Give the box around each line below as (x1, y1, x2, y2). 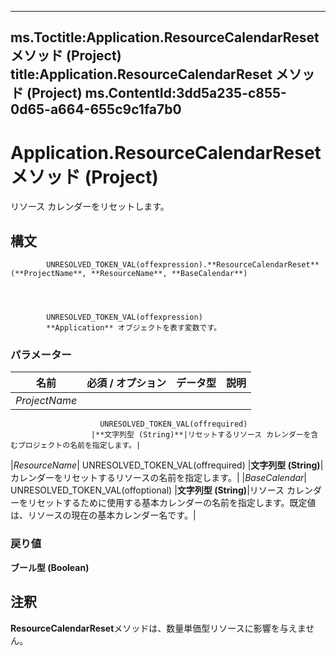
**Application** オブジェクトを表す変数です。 (46, 323, 222, 333)
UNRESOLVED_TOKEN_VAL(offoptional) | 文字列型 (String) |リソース (10, 484, 285, 496)
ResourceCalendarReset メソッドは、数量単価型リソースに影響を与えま (10, 622, 307, 634)
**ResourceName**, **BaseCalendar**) (90, 269, 248, 279)
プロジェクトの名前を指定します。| (17, 441, 142, 451)
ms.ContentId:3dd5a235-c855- (84, 85, 287, 102)
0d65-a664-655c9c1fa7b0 (10, 101, 182, 118)
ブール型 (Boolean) (10, 561, 90, 573)
